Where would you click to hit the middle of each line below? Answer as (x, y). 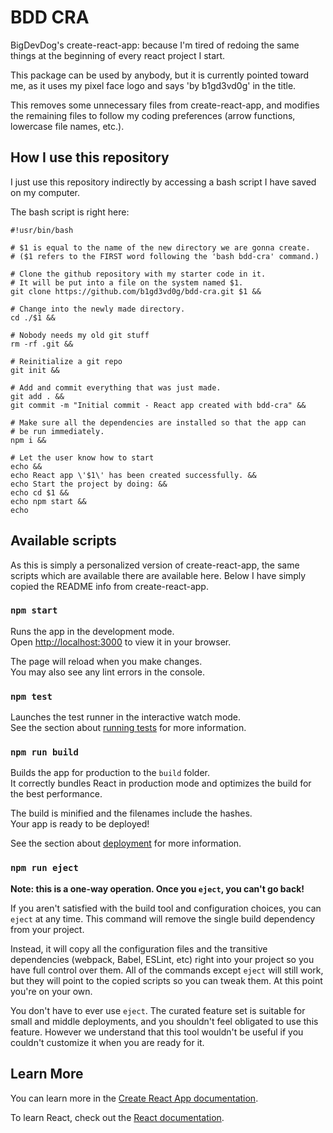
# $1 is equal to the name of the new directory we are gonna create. (160, 247)
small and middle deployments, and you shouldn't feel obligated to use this (164, 1021)
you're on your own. (51, 991)
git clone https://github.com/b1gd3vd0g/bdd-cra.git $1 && (136, 291)
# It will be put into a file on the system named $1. (127, 282)
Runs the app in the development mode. (92, 631)
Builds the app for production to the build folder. (110, 773)
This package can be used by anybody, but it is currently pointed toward (160, 75)
